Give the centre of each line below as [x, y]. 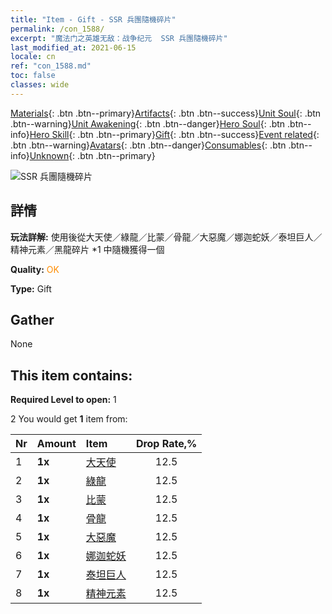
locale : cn [33, 57]
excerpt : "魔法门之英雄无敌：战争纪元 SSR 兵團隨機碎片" [119, 38]
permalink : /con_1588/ [57, 29]
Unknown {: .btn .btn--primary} [92, 155]
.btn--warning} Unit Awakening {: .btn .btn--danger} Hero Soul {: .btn [148, 123]
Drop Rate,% [166, 444]
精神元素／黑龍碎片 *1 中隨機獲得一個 [87, 249]
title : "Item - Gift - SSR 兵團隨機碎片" [93, 19]
